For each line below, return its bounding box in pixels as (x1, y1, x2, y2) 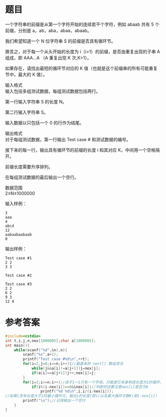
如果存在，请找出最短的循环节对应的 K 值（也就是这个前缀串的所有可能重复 (5, 65, 158, 71)
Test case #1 (5, 256, 32, 261)
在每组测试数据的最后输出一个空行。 (5, 174, 79, 180)
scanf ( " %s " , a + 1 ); (23, 352, 58, 357)
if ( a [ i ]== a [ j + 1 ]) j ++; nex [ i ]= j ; (31, 370, 96, 375)
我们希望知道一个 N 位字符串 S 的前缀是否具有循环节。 (5, 38, 116, 44)
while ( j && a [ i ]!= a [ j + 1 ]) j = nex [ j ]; (31, 366, 101, 371)
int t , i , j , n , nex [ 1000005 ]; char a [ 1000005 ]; (5, 338, 96, 343)
